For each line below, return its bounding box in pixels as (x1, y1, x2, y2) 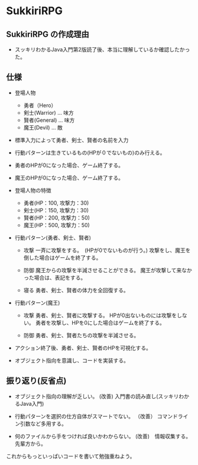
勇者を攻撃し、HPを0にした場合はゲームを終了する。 (35, 319, 165, 326)
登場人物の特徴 (14, 186, 51, 193)
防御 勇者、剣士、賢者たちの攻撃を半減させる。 (23, 331, 139, 338)
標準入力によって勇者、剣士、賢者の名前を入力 (14, 136, 129, 143)
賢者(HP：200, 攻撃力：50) (23, 214, 90, 221)
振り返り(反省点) (6, 376, 67, 386)
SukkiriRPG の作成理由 (6, 29, 90, 39)
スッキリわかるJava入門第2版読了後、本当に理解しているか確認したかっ (14, 46, 190, 53)
